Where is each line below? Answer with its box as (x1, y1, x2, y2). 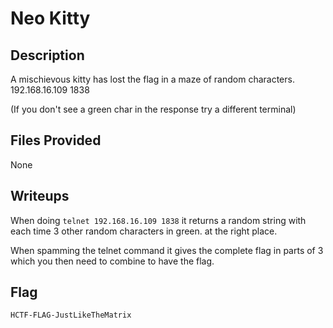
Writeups (10, 188, 70, 205)
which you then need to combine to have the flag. (10, 255, 215, 267)
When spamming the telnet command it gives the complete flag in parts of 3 (10, 244, 324, 256)
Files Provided (10, 132, 102, 149)
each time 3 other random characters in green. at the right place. (10, 225, 278, 237)
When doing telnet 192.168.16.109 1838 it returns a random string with (10, 214, 307, 226)
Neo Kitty (10, 7, 91, 30)
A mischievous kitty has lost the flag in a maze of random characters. (10, 73, 295, 85)
